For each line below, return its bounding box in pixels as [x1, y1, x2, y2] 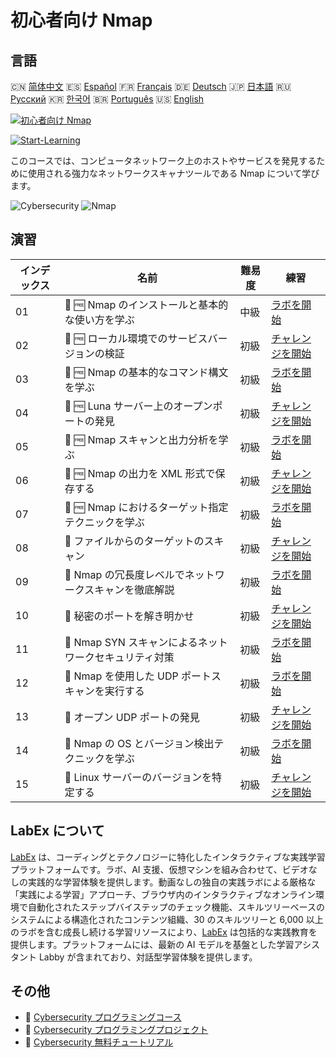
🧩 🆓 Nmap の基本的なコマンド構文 [64, 365, 229, 379]
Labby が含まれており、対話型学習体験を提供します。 [38, 951, 258, 963]
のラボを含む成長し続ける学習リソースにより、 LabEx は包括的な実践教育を [10, 926, 318, 938]
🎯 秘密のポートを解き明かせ [64, 609, 195, 623]
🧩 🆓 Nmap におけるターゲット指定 [64, 500, 229, 514]
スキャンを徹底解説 [84, 582, 175, 596]
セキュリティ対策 [94, 650, 175, 664]
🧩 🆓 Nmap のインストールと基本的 [64, 297, 229, 311]
